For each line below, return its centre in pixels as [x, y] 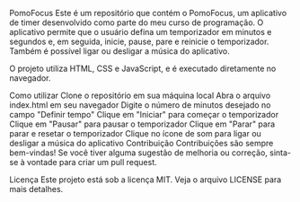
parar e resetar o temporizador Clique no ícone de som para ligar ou [136, 133]
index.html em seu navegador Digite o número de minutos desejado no [140, 105]
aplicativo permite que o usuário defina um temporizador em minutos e [141, 32]
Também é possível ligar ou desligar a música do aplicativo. [120, 51]
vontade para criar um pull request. [92, 162]
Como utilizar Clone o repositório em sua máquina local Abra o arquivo [140, 95]
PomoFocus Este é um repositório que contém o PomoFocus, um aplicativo [148, 13]
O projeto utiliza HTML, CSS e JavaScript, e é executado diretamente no [143, 68]
